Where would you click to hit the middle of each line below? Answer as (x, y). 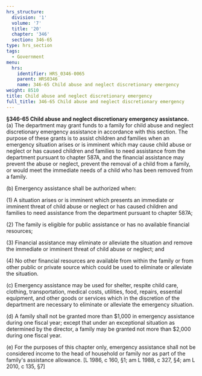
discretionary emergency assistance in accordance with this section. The (97, 132)
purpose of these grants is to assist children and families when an (88, 138)
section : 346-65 (32, 40)
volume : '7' (27, 23)
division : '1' (29, 18)
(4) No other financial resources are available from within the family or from (100, 261)
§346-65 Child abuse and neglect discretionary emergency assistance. (98, 119)
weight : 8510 (23, 91)
